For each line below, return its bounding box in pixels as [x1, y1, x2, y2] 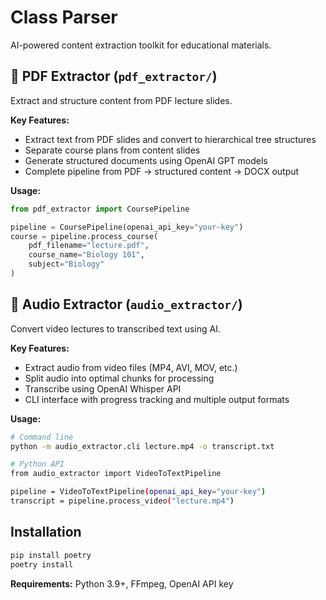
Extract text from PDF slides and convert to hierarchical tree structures [24, 133, 317, 145]
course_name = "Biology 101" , [28, 250, 145, 260]
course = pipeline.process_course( [10, 231, 159, 241]
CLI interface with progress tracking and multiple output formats [24, 393, 290, 405]
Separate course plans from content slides [24, 144, 201, 156]
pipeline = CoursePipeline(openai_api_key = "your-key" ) [10, 222, 244, 232]
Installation [10, 524, 82, 541]
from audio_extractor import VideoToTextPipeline [10, 469, 222, 479]
